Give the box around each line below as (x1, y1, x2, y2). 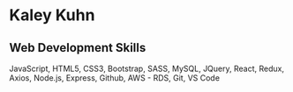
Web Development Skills (9, 40, 146, 55)
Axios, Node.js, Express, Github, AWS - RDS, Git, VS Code (9, 73, 221, 83)
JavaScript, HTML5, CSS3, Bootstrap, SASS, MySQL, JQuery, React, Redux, (9, 63, 285, 74)
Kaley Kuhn (9, 5, 95, 25)
